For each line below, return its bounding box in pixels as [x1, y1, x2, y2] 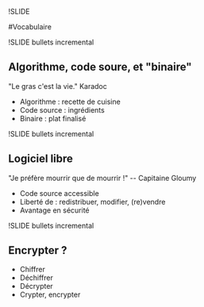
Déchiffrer [19, 273, 54, 282]
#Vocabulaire [8, 22, 52, 31]
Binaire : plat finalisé [19, 113, 87, 123]
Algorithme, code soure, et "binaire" [8, 60, 192, 74]
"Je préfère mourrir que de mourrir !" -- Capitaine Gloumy [8, 173, 197, 182]
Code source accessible [19, 188, 99, 198]
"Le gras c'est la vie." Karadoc [8, 81, 107, 90]
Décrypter [19, 282, 53, 291]
